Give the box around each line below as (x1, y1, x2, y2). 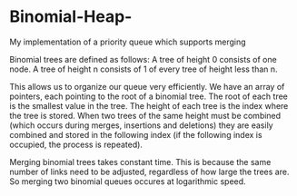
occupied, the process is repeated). (9, 139, 144, 150)
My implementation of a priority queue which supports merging (9, 36, 247, 47)
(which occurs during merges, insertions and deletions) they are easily (9, 120, 274, 131)
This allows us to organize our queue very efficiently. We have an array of (9, 81, 285, 92)
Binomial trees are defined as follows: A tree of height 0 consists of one (9, 54, 277, 64)
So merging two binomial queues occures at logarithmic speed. (9, 175, 247, 187)
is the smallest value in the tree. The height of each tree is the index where (9, 100, 289, 111)
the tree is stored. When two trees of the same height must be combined (9, 110, 282, 121)
